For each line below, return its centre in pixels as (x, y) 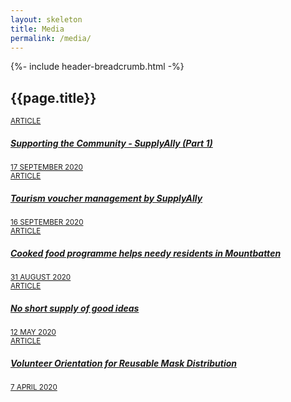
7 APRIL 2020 (34, 387)
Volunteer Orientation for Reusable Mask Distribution (124, 363)
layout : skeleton (46, 19)
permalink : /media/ (51, 38)
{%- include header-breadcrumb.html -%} (97, 67)
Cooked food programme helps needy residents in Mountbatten (146, 253)
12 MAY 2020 (33, 332)
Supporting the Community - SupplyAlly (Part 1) (111, 143)
